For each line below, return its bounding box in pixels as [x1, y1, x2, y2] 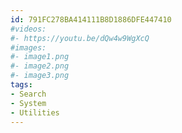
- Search [10, 89, 47, 99]
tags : [10, 80, 33, 90]
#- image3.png [10, 71, 70, 81]
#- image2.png [10, 61, 70, 71]
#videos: [10, 24, 47, 34]
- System [10, 98, 47, 108]
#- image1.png [10, 52, 70, 62]
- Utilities [10, 107, 60, 118]
